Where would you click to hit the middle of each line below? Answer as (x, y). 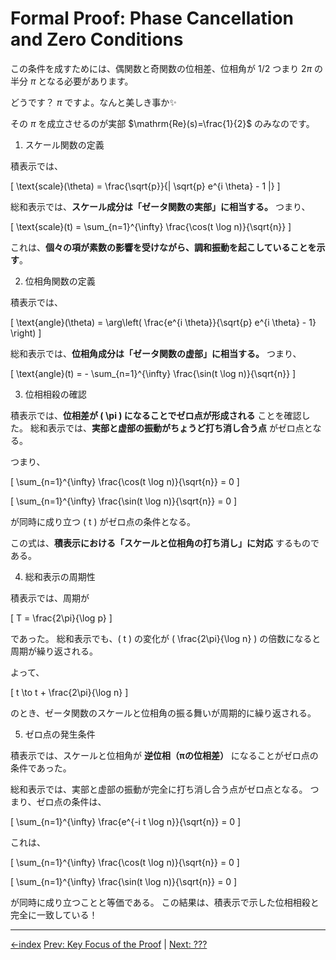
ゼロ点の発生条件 (60, 734)
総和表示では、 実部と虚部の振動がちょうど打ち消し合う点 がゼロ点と (171, 428)
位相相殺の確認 (55, 394)
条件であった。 (41, 768)
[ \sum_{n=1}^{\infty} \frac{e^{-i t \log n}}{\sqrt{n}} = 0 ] (126, 821)
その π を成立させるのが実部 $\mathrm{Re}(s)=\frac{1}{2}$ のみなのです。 (162, 123)
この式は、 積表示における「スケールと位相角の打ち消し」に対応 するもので (165, 543)
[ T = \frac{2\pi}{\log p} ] (61, 618)
